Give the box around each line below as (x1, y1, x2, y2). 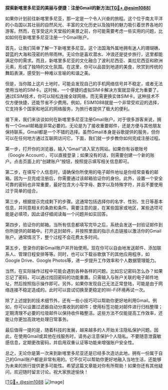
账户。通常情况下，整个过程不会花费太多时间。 (5, 234, 101, 240)
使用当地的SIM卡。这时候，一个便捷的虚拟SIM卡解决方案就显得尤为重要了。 (5, 87, 161, 93)
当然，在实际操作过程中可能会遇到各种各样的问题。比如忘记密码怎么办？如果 (5, 268, 163, 274)
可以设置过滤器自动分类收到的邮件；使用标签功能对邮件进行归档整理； (18, 304, 163, 310)
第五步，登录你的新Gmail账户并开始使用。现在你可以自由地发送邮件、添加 (5, 245, 157, 251)
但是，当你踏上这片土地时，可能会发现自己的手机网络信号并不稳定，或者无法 (5, 81, 163, 87)
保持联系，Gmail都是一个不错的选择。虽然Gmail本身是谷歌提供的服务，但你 (5, 129, 160, 135)
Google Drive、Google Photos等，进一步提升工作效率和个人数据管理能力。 (5, 258, 159, 263)
